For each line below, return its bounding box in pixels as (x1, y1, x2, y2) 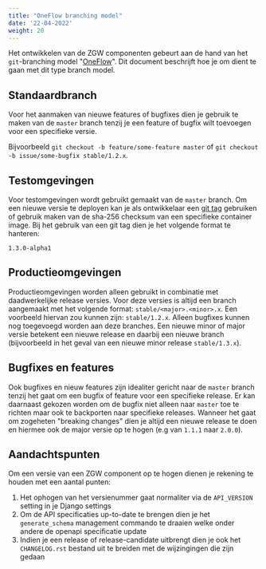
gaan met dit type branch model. (8, 65, 115, 75)
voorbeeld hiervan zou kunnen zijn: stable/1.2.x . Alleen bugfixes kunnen (8, 312, 250, 322)
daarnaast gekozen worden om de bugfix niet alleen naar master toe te (8, 399, 240, 409)
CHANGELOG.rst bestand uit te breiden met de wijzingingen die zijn (19, 543, 234, 553)
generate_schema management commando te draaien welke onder (19, 518, 235, 528)
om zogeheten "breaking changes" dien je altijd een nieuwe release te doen (8, 416, 257, 425)
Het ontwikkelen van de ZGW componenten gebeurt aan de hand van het (8, 49, 248, 58)
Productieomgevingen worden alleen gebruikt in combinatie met (8, 286, 219, 296)
